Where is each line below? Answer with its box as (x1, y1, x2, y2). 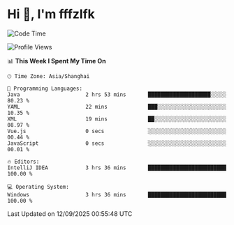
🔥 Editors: (7, 158, 40, 165)
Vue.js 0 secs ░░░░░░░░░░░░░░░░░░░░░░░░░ (7, 127, 227, 134)
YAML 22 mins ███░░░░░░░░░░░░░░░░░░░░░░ (7, 103, 227, 110)
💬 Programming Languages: (7, 85, 82, 92)
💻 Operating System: (7, 183, 70, 190)
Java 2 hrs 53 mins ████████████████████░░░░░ (7, 91, 227, 98)
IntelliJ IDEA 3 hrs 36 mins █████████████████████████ (7, 164, 227, 171)
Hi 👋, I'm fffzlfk (7, 6, 96, 22)
